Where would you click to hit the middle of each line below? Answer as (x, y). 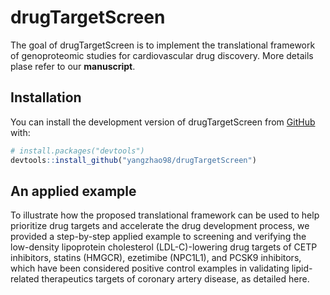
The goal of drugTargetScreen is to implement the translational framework (163, 45)
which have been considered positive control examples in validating (150, 268)
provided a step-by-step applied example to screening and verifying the (158, 237)
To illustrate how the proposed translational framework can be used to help (165, 215)
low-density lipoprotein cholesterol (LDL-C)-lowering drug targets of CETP (164, 247)
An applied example (73, 191)
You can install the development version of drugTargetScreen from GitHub (163, 122)
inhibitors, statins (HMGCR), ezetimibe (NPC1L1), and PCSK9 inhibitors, (156, 258)
